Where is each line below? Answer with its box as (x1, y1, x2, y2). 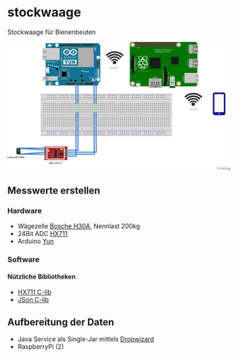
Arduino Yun (17, 237, 55, 245)
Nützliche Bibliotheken (7, 272, 76, 281)
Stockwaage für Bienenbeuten (7, 28, 96, 36)
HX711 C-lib (17, 288, 52, 296)
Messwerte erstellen (7, 184, 101, 196)
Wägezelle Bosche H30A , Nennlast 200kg (17, 222, 140, 230)
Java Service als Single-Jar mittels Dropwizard (17, 335, 154, 343)
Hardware (7, 206, 42, 216)
